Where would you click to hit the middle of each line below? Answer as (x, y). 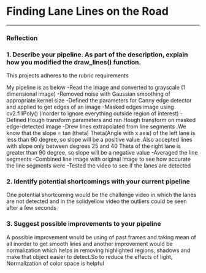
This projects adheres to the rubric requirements (67, 75)
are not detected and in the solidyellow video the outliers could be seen (97, 201)
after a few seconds (32, 208)
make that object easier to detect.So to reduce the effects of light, (90, 256)
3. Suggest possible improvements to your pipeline (84, 224)
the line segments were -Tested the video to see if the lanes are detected (99, 166)
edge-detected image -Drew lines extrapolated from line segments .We (96, 126)
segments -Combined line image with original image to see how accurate (99, 159)
